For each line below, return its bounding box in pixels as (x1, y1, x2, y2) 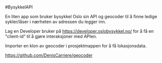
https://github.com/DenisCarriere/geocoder (5, 52, 93, 58)
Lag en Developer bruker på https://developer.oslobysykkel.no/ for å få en (5, 28, 154, 34)
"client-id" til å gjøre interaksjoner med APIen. (5, 34, 97, 39)
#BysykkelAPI (5, 4, 33, 10)
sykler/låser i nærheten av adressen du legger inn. (5, 19, 106, 24)
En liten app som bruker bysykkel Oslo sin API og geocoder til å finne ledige (5, 14, 158, 19)
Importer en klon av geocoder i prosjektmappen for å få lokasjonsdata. (5, 43, 147, 48)
